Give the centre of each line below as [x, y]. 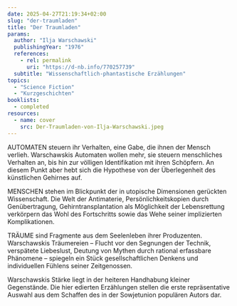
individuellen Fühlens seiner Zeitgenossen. [70, 265]
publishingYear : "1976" [49, 47]
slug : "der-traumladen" [43, 21]
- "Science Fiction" [44, 87]
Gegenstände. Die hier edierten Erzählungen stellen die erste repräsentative [118, 287]
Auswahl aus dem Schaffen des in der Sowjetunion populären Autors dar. [115, 295]
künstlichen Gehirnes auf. [45, 177]
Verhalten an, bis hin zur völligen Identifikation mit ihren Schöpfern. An [111, 162]
